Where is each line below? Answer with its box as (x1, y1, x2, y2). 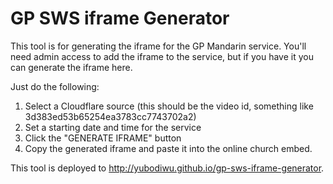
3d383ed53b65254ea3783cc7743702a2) (24, 110, 197, 122)
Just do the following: (10, 80, 100, 92)
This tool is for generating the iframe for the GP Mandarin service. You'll (10, 40, 307, 52)
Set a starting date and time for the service (24, 121, 202, 133)
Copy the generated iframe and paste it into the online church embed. (24, 142, 313, 154)
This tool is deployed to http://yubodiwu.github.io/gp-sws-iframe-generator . (10, 162, 325, 174)
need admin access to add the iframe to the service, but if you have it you (10, 50, 314, 62)
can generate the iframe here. (10, 61, 133, 73)
